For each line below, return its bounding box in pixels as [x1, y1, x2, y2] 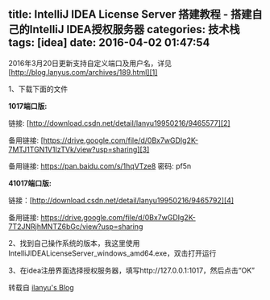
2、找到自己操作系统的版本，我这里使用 [8, 238, 140, 248]
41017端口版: [8, 178, 52, 188]
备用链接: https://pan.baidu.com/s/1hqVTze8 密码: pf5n [8, 160, 192, 171]
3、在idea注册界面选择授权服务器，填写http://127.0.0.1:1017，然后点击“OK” [8, 265, 255, 275]
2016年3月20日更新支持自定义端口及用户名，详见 [8, 58, 172, 68]
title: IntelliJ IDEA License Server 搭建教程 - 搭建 [8, 7, 252, 22]
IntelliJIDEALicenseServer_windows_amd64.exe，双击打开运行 [8, 248, 217, 258]
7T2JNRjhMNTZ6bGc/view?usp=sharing [8, 221, 143, 231]
